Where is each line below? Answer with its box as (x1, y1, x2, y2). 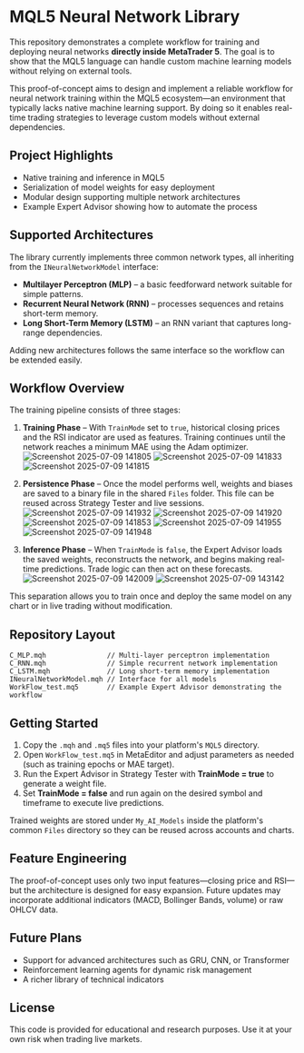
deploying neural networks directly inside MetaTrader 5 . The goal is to (9, 45, 275, 56)
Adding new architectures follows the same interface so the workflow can (9, 344, 286, 355)
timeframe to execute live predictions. (22, 798, 165, 808)
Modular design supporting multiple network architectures (22, 191, 240, 202)
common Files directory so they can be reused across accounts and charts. (9, 825, 295, 835)
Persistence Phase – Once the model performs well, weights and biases (22, 479, 293, 490)
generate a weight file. (22, 779, 107, 789)
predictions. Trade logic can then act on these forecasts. (41, 563, 253, 574)
